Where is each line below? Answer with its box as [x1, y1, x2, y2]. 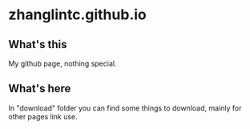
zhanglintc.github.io [8, 6, 147, 24]
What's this [8, 38, 67, 51]
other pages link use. [8, 111, 78, 121]
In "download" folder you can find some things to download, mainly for [8, 103, 242, 113]
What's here [8, 82, 71, 95]
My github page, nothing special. [8, 58, 117, 68]
